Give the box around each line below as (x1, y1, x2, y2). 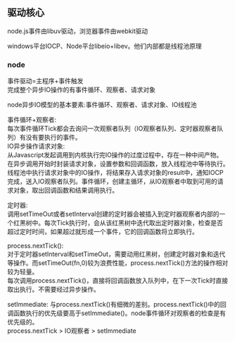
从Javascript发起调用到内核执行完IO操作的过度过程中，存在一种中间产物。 (7, 151, 223, 159)
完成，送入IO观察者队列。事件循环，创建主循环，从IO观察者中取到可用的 (7, 177, 217, 185)
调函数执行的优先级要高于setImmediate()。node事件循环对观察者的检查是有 (7, 309, 227, 317)
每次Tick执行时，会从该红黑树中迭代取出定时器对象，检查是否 (44, 219, 224, 227)
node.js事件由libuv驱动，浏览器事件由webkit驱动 (7, 27, 148, 35)
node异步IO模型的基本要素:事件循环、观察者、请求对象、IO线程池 (7, 101, 197, 109)
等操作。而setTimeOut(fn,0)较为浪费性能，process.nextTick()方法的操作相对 (7, 259, 229, 267)
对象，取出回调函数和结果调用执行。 (13, 186, 118, 195)
